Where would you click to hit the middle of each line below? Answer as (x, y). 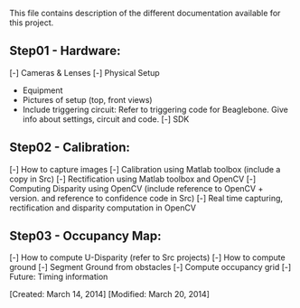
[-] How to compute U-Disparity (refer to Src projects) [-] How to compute (148, 257)
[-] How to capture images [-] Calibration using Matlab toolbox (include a (145, 169)
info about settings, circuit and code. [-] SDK (106, 119)
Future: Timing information (59, 277)
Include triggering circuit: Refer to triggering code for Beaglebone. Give (155, 109)
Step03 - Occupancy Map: (85, 236)
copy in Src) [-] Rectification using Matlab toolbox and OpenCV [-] (133, 179)
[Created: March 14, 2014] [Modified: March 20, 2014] (110, 294)
